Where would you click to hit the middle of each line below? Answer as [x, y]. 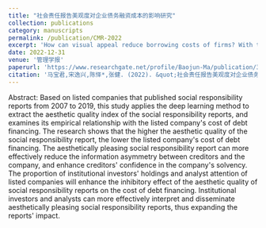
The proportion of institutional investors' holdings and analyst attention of [128, 173]
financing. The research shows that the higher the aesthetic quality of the [128, 131]
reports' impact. [34, 215]
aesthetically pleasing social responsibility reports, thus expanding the [123, 207]
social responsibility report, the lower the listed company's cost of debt [124, 139]
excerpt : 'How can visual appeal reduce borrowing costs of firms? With [131, 45]
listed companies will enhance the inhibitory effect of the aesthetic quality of [133, 182]
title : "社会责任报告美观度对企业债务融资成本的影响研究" [92, 15]
